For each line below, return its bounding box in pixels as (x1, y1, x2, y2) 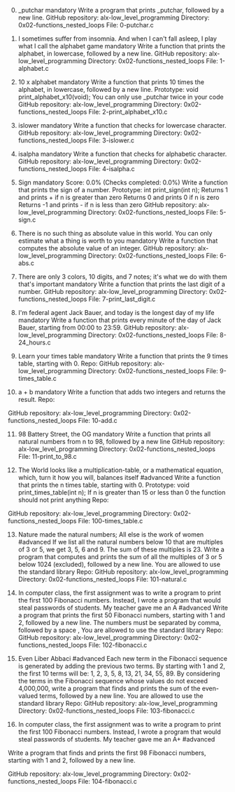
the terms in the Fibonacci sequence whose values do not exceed (17, 677, 208, 685)
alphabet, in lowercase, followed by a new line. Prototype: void (17, 86, 199, 93)
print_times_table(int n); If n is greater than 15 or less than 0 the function (17, 488, 226, 497)
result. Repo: (17, 396, 55, 403)
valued (17, 692, 38, 700)
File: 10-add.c (78, 417, 117, 424)
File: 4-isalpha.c (88, 165, 135, 173)
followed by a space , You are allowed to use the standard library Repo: (17, 626, 223, 634)
